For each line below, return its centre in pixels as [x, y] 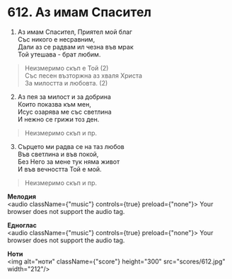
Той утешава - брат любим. [59, 54]
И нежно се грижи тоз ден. [58, 119]
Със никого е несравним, [56, 39]
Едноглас [22, 225]
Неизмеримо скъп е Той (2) [66, 68]
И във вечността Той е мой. [59, 169]
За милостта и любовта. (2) [66, 83]
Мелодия [22, 196]
